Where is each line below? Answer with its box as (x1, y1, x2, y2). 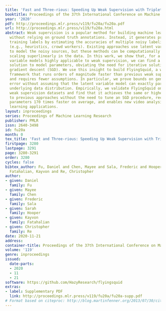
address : (5, 238, 23, 243)
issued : (5, 257, 21, 262)
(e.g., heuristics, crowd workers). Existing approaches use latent (9, 44, 154, 49)
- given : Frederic (5, 197, 43, 202)
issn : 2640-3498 (5, 123, 39, 128)
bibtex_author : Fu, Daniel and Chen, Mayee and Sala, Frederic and (5, 164, 147, 169)
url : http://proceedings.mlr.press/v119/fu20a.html (5, 26, 114, 31)
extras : (5, 284, 21, 290)
